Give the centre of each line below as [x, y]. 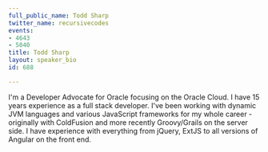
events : [21, 30]
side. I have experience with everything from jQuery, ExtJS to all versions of [133, 131]
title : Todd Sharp [39, 53]
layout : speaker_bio [43, 60]
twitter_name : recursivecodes [59, 23]
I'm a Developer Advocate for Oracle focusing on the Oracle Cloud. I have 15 [134, 97]
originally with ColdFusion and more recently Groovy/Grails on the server [128, 122]
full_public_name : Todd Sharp [59, 16]
